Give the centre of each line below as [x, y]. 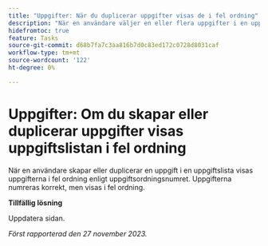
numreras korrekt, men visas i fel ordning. [77, 187]
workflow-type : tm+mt [44, 53]
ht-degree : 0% [32, 68]
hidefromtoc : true [39, 30]
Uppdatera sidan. [37, 218]
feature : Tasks [33, 38]
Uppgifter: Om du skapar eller [108, 114]
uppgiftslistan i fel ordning [97, 148]
